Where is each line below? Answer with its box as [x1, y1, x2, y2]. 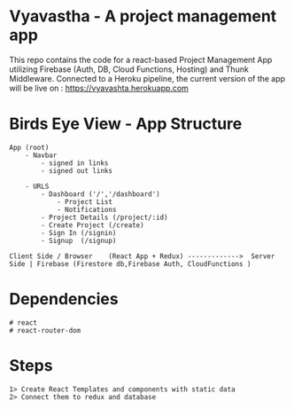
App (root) [9, 143, 50, 152]
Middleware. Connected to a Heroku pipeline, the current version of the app [9, 73, 286, 83]
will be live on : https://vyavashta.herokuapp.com [9, 83, 189, 93]
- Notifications [56, 205, 117, 214]
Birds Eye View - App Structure [9, 114, 243, 134]
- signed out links [41, 166, 113, 175]
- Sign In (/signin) [41, 228, 117, 237]
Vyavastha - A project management [9, 6, 277, 27]
